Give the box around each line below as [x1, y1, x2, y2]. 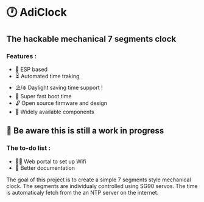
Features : [6, 52, 37, 60]
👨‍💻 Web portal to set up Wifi [15, 158, 86, 165]
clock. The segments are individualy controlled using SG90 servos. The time [6, 182, 198, 189]
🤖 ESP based [15, 66, 47, 73]
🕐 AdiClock [6, 5, 67, 19]
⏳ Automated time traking [15, 72, 80, 79]
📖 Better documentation [15, 164, 75, 171]
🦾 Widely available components [15, 108, 94, 115]
